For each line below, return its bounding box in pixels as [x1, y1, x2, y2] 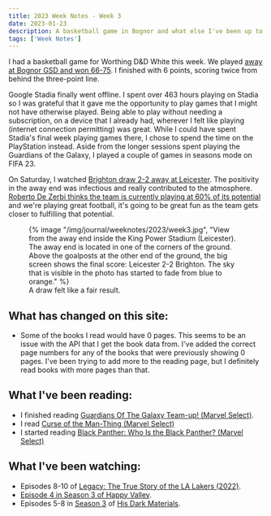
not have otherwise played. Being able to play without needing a [8, 107, 223, 117]
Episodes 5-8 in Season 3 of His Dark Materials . [19, 498, 181, 508]
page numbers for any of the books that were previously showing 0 [19, 348, 246, 358]
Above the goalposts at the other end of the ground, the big [28, 251, 228, 261]
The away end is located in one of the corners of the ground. [28, 242, 233, 252]
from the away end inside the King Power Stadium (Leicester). [28, 233, 237, 244]
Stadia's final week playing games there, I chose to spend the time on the [8, 133, 254, 143]
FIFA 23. [8, 159, 37, 169]
